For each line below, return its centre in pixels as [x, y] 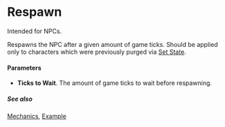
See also [20, 99]
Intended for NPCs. [35, 31]
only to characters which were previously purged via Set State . [97, 52]
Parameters [24, 68]
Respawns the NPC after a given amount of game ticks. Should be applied [112, 44]
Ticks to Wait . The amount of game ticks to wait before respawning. [115, 83]
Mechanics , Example [37, 116]
